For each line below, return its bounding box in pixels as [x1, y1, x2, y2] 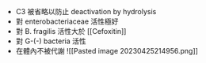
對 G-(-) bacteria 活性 [15, 36, 86, 46]
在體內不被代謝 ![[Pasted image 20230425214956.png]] [15, 46, 198, 55]
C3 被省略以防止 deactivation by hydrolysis [15, 7, 157, 16]
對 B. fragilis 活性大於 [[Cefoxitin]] [15, 27, 127, 35]
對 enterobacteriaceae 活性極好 [15, 17, 119, 26]
